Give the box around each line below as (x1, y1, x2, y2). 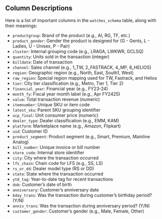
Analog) (12, 139, 29, 145)
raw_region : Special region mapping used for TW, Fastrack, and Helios (12, 75, 157, 81)
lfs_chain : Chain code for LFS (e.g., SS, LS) (12, 160, 103, 166)
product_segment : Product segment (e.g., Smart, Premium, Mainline (12, 133, 150, 139)
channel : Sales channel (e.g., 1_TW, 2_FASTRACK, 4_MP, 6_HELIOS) (12, 64, 151, 70)
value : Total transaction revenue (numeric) (12, 96, 100, 102)
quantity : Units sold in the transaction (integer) (12, 54, 110, 60)
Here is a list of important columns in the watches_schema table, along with (5, 17, 156, 23)
